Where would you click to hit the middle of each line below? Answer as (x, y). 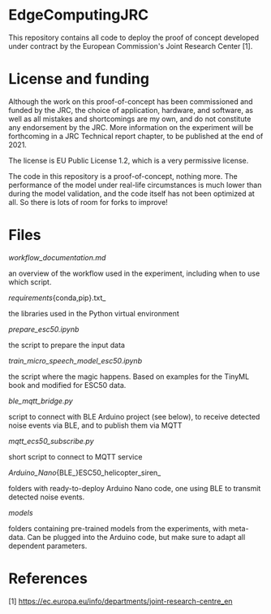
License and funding (79, 79)
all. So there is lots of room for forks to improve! (88, 202)
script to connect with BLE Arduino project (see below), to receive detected (134, 416)
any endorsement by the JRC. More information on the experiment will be (131, 127)
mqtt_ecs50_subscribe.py (52, 441)
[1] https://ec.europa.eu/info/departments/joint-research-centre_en (120, 601)
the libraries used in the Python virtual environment (94, 313)
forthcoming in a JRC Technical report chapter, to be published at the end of (136, 136)
